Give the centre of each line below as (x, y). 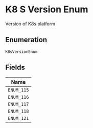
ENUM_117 (18, 104)
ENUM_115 (18, 90)
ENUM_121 (18, 118)
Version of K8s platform (30, 24)
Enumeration (26, 40)
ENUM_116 (18, 97)
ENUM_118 (18, 111)
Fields (15, 68)
